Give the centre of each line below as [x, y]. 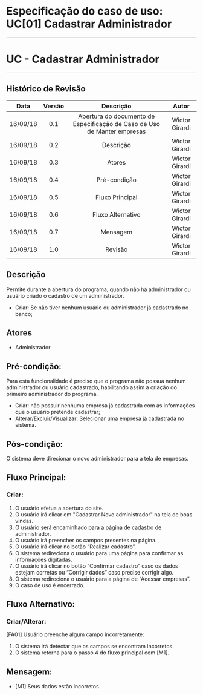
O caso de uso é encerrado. [50, 585]
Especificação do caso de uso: [85, 11]
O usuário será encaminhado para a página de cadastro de [88, 527]
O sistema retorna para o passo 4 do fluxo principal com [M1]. [92, 653]
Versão [54, 106]
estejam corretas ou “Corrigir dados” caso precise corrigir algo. [94, 572]
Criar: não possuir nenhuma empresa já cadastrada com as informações [105, 406]
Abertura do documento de [117, 116]
